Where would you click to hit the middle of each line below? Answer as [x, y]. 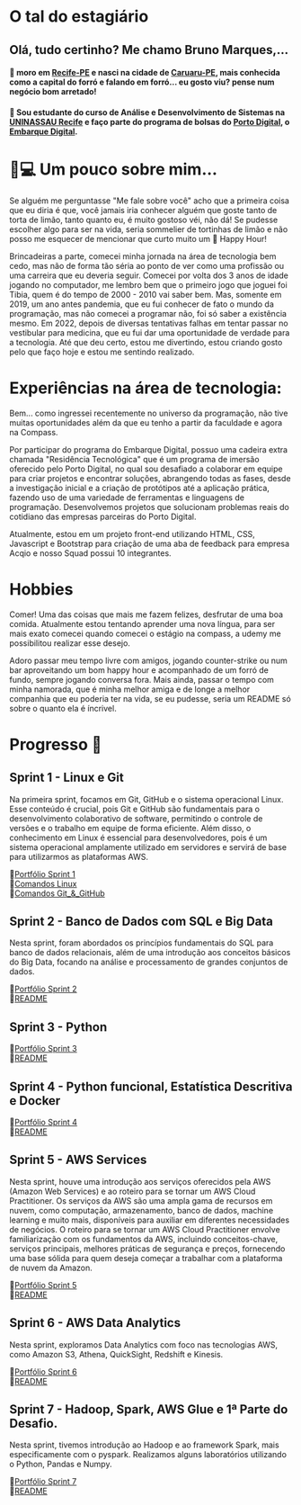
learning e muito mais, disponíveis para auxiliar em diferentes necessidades [150, 1220]
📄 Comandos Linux [43, 883]
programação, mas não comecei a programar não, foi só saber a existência [148, 313]
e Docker [35, 1101]
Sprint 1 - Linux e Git [66, 778]
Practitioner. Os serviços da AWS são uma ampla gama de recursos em [141, 1200]
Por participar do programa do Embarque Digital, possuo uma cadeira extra [149, 449]
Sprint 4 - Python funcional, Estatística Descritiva [151, 1086]
